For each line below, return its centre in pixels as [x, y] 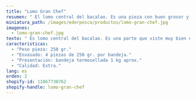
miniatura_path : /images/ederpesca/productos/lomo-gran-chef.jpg [87, 22]
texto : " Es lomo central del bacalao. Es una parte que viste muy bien [96, 38]
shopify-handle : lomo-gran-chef [45, 87]
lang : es [17, 71]
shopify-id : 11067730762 [36, 82]
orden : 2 [17, 76]
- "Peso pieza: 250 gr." [41, 49]
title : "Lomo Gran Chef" [36, 11]
